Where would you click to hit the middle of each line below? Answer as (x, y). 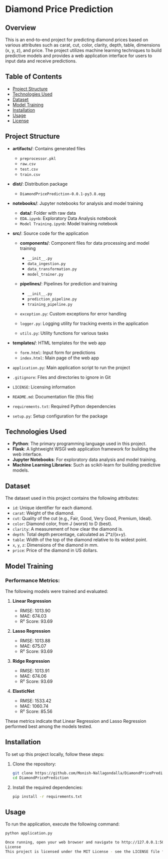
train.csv (30, 174)
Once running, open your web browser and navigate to (62, 842)
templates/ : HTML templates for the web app (59, 343)
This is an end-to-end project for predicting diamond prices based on (77, 40)
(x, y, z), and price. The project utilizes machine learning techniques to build (83, 50)
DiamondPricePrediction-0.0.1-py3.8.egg (62, 194)
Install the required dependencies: (48, 787)
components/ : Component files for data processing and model (84, 243)
